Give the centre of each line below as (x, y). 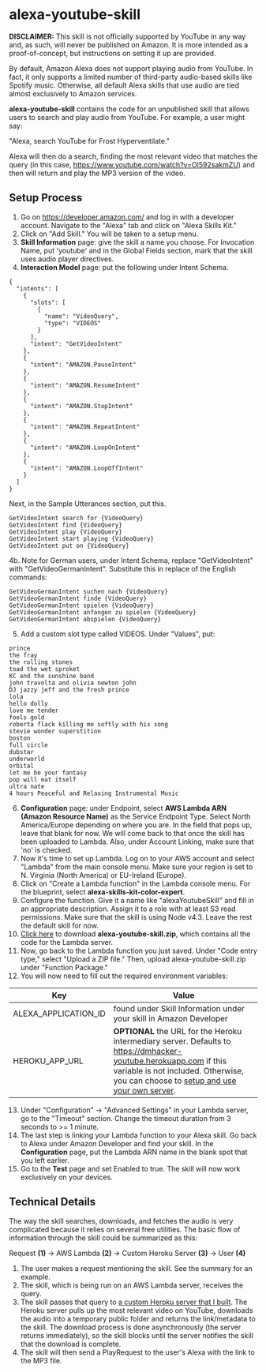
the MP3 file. (41, 1360)
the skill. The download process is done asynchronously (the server (131, 1327)
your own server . (144, 1090)
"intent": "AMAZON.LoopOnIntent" (85, 448)
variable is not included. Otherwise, (178, 1070)
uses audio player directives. (67, 259)
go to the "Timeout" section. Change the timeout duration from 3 (126, 1118)
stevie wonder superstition (55, 731)
